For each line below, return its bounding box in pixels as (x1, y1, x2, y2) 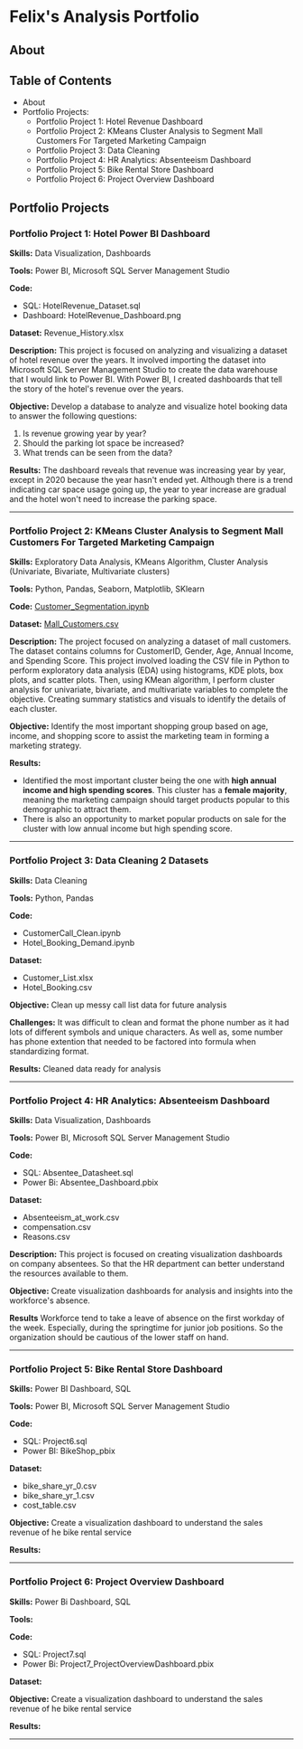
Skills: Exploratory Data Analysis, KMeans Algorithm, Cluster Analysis (9, 556, 269, 567)
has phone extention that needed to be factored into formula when (9, 1035, 257, 1046)
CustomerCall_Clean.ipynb (22, 927, 122, 938)
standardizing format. (9, 1045, 89, 1056)
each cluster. (9, 704, 58, 714)
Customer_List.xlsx (22, 972, 94, 983)
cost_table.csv (22, 1499, 77, 1511)
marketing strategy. (9, 740, 82, 752)
